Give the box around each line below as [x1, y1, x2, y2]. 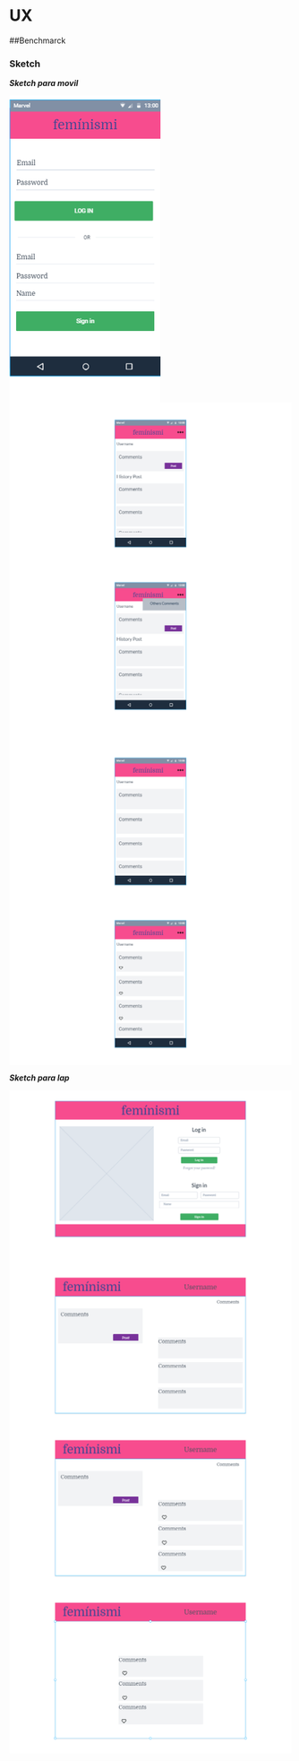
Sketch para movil [9, 78, 79, 89]
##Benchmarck [9, 35, 66, 46]
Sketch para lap [9, 1072, 70, 1083]
